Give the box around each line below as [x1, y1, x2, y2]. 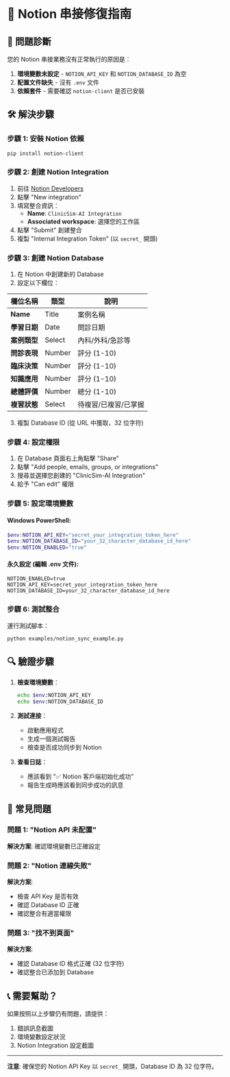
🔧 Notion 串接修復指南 [7, 6, 132, 22]
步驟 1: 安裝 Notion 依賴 [7, 134, 84, 144]
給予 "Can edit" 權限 [16, 480, 74, 488]
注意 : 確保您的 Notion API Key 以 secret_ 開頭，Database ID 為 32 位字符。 [7, 1063, 218, 1071]
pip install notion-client [7, 150, 84, 157]
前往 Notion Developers [16, 184, 84, 193]
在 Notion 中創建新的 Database [16, 270, 104, 278]
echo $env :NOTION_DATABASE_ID [16, 698, 104, 706]
